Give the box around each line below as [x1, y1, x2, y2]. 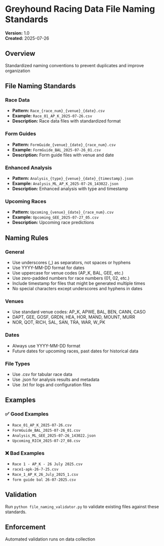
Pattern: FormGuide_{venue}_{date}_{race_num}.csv [12, 141, 116, 148]
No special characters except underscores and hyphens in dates [12, 286, 143, 292]
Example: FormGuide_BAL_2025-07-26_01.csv [12, 147, 101, 152]
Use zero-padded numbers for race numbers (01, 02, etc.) [12, 275, 130, 281]
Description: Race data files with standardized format [12, 118, 121, 124]
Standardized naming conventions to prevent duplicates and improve [5, 62, 144, 68]
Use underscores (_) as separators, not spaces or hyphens [12, 260, 131, 266]
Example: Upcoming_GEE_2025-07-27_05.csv [12, 214, 99, 220]
